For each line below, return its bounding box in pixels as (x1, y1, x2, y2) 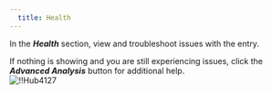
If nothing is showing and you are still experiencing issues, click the (9, 55, 263, 66)
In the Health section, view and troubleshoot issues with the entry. (9, 38, 260, 49)
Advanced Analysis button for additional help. (9, 65, 185, 76)
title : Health (17, 13, 71, 23)
